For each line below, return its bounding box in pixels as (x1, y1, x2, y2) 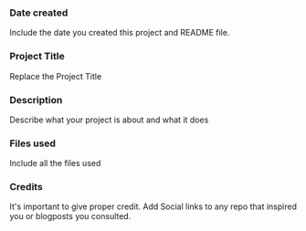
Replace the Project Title (9, 70, 102, 81)
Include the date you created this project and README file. (9, 27, 230, 38)
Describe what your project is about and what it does (9, 114, 209, 125)
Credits (9, 181, 43, 194)
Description (9, 93, 63, 106)
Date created (9, 6, 69, 19)
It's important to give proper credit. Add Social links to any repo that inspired (9, 201, 297, 212)
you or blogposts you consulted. (9, 211, 132, 222)
